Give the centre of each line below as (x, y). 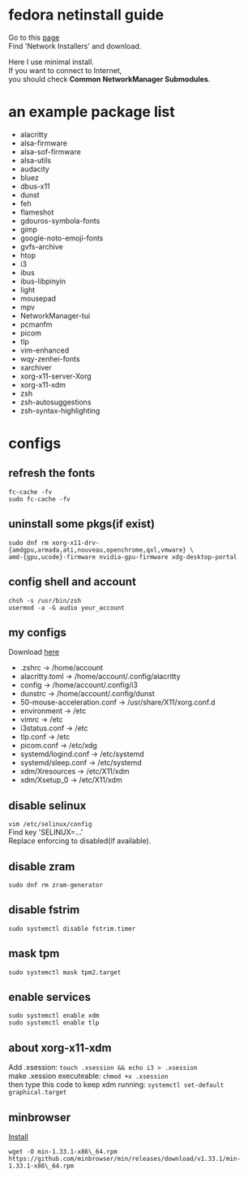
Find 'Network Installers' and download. (75, 45)
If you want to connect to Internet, (65, 70)
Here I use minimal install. (51, 62)
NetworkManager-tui (55, 315)
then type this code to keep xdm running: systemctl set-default (116, 1085)
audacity (35, 169)
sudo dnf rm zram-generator (56, 885)
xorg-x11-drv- (75, 543)
